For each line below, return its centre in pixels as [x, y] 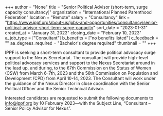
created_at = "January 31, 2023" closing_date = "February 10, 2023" [73, 33]
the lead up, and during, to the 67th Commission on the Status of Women [78, 68]
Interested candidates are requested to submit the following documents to [79, 98]
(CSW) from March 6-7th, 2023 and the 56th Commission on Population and [81, 73]
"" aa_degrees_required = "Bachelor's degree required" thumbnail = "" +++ [81, 43]
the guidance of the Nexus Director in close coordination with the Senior [77, 83]
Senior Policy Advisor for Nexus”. [38, 108]
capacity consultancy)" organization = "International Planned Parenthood [78, 12]
